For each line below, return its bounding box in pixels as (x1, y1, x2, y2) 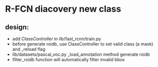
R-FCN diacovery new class (5, 3, 121, 15)
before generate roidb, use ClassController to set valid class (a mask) (12, 41, 154, 47)
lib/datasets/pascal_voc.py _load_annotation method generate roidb (12, 51, 150, 57)
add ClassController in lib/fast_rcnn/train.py (12, 36, 101, 42)
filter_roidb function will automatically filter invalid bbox (12, 57, 125, 62)
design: (5, 23, 29, 31)
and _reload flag (12, 46, 45, 52)
